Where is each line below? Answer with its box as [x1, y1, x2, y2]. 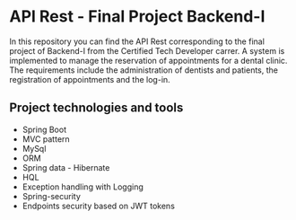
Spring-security [22, 190, 81, 201]
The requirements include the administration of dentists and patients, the [9, 65, 279, 75]
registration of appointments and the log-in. [9, 74, 170, 84]
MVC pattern [22, 133, 70, 145]
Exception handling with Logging [22, 181, 144, 192]
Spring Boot [22, 124, 67, 135]
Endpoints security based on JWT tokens [22, 200, 175, 211]
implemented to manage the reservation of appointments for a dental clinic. [9, 55, 288, 66]
